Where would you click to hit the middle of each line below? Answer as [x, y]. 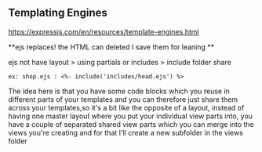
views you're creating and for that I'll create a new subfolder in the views [126, 132]
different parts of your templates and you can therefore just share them [123, 99]
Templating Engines [58, 13]
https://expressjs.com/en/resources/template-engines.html [104, 31]
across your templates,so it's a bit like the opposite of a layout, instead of [126, 107]
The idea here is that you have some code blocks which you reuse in [119, 91]
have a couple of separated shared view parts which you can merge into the [131, 124]
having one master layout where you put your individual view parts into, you [131, 116]
